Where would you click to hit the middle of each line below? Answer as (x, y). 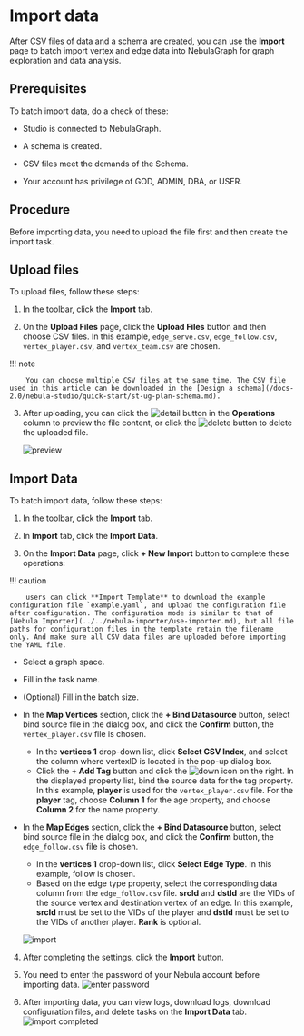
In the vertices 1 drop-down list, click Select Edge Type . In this (154, 864)
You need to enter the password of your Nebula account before (141, 975)
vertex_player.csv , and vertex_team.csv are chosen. (121, 346)
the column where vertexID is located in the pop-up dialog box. (154, 762)
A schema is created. (62, 145)
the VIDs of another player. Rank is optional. (118, 922)
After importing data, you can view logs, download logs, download (146, 1002)
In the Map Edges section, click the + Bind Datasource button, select (152, 827)
